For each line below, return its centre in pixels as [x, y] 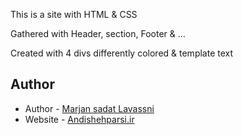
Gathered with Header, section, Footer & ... [98, 33]
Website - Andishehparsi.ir [79, 119]
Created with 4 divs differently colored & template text [122, 53]
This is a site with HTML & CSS [74, 14]
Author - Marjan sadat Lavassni [89, 108]
